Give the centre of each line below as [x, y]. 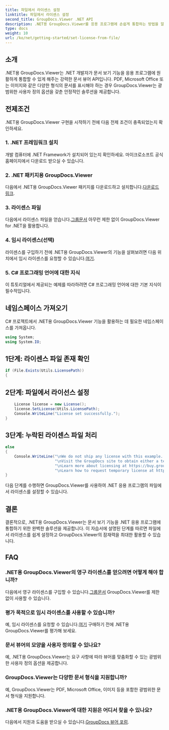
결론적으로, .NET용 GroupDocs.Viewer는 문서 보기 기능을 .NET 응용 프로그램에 [83, 522]
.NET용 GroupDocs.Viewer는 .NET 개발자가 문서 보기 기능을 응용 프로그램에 [80, 72]
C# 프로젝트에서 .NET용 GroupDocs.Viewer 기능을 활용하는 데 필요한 [74, 321]
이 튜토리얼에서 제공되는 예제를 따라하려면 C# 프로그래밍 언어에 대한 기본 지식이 [83, 284]
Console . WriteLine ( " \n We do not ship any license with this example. [89, 456]
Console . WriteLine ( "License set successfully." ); [67, 413]
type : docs [17, 29]
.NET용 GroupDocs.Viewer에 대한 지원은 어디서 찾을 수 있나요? [79, 710]
